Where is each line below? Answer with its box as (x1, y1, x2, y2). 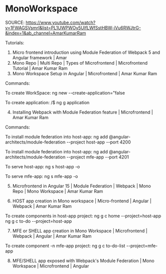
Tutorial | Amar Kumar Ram (12, 65, 68, 71)
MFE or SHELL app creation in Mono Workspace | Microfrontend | (12, 228, 148, 234)
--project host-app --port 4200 (66, 139, 131, 145)
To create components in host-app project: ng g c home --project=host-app (5, 213, 161, 219)
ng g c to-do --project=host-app (5, 218, 72, 224)
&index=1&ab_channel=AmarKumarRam (5, 30, 86, 36)
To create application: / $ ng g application (5, 99, 90, 105)
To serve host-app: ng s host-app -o (5, 163, 80, 169)
